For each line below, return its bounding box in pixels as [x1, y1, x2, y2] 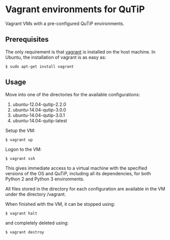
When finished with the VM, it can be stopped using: [5, 201, 116, 207]
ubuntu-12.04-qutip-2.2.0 [12, 101, 67, 108]
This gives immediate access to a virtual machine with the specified [5, 165, 148, 171]
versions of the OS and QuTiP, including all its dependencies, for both [5, 170, 151, 176]
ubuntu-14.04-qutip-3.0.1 [12, 112, 65, 118]
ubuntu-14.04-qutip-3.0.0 [12, 106, 66, 113]
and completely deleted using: [5, 220, 69, 226]
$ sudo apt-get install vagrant [5, 64, 74, 69]
